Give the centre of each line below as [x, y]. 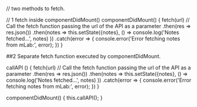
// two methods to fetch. [35, 9]
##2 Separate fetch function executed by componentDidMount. [83, 56]
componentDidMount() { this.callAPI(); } [54, 98]
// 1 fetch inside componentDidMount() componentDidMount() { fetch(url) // [98, 20]
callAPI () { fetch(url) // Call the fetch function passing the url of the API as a [98, 68]
